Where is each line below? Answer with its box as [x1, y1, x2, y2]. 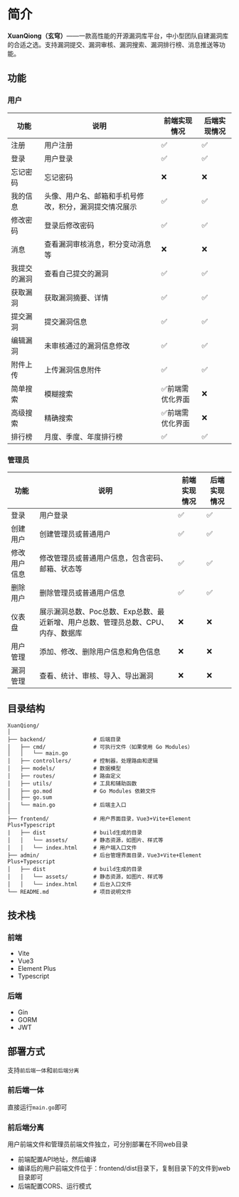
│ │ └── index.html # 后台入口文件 [7, 880, 132, 888]
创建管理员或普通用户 [38, 529, 111, 539]
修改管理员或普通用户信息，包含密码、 [38, 553, 168, 563]
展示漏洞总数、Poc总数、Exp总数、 [38, 606, 158, 616]
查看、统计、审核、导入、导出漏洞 [38, 671, 154, 681]
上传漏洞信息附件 [44, 365, 102, 375]
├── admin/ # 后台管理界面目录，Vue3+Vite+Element [7, 852, 202, 859]
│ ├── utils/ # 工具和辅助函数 [7, 780, 137, 787]
